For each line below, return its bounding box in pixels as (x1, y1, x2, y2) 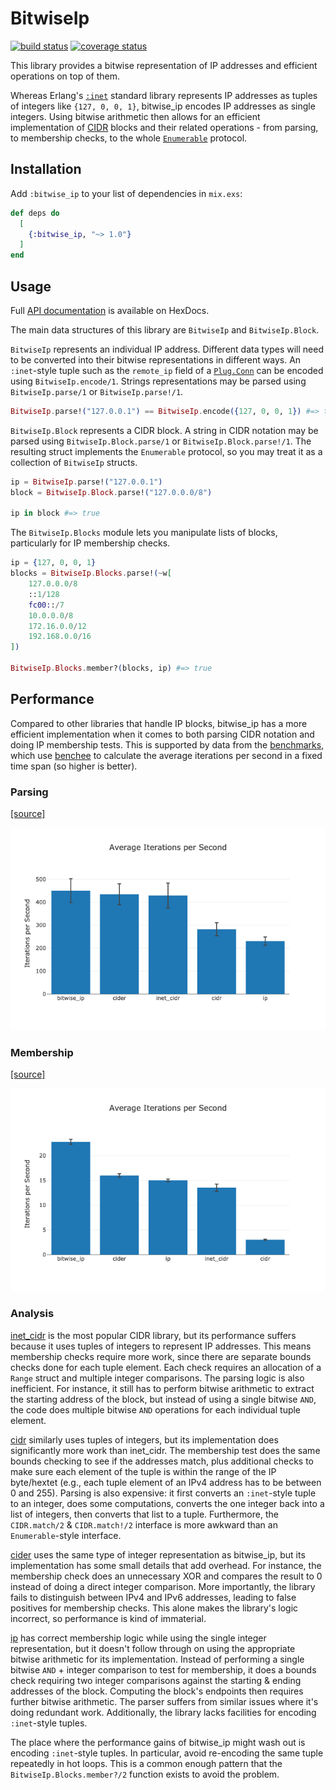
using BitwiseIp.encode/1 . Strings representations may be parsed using (10, 375, 307, 387)
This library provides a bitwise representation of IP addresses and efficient (10, 59, 318, 71)
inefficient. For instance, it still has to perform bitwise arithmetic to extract (10, 1382, 315, 1394)
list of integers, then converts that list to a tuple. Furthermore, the (10, 1508, 279, 1520)
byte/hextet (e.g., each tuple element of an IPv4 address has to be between (10, 1476, 322, 1488)
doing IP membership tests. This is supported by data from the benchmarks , (10, 738, 325, 751)
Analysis (10, 1307, 55, 1321)
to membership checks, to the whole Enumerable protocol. (10, 132, 248, 144)
